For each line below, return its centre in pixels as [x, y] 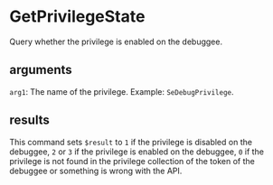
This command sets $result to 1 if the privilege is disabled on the [131, 142]
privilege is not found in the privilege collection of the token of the [132, 161]
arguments [41, 70]
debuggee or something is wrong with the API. [96, 171]
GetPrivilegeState [77, 17]
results [29, 120]
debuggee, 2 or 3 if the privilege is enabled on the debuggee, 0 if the [137, 152]
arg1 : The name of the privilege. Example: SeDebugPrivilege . [122, 91]
